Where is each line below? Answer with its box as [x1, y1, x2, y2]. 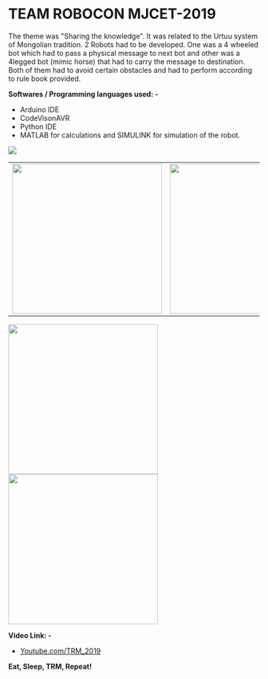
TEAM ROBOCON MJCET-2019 [8, 5, 217, 23]
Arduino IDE [19, 105, 60, 114]
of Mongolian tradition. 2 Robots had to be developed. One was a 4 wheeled [8, 39, 259, 49]
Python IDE [19, 122, 57, 131]
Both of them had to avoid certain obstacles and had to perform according [8, 65, 253, 74]
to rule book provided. [8, 74, 81, 83]
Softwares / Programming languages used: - [8, 89, 159, 98]
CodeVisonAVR [19, 113, 70, 122]
